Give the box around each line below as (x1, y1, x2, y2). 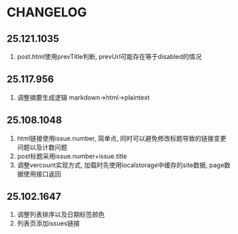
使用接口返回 (23, 169, 61, 178)
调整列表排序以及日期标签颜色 (16, 211, 105, 219)
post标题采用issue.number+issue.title (16, 151, 128, 160)
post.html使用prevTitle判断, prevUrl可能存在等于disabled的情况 (16, 53, 202, 60)
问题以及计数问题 (16, 143, 68, 151)
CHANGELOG (6, 4, 87, 21)
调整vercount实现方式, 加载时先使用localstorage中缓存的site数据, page (16, 161, 225, 169)
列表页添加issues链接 (16, 219, 80, 228)
